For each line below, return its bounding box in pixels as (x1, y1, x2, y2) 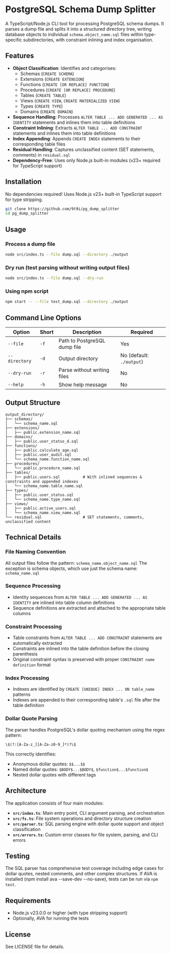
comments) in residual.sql (12, 152, 70, 158)
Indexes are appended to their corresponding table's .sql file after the (12, 697, 160, 703)
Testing (5, 851, 30, 860)
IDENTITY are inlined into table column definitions (12, 599, 115, 606)
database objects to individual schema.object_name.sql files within (5, 31, 144, 37)
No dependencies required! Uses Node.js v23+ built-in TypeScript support (5, 191, 162, 197)
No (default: (120, 352, 149, 359)
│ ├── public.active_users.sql (5, 506, 76, 511)
